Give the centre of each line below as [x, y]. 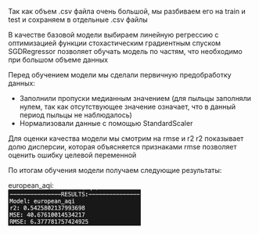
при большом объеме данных [58, 59]
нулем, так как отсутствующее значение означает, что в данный [128, 106]
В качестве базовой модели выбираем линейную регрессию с [113, 35]
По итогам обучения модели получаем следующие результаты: [115, 170]
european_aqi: [31, 185]
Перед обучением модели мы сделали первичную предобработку [120, 75]
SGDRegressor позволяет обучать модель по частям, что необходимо [125, 51]
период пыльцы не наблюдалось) [76, 115]
